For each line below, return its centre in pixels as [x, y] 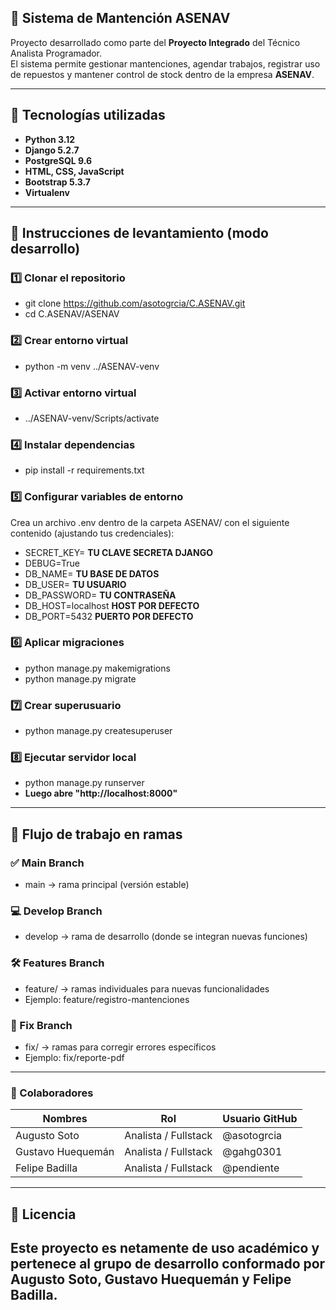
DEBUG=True [52, 563]
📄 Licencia [43, 1214]
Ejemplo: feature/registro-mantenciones [107, 999]
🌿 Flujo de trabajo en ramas [96, 834]
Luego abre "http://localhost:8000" [101, 793]
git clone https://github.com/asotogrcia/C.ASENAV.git [135, 303]
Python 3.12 [50, 139]
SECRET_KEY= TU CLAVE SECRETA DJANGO [118, 552]
